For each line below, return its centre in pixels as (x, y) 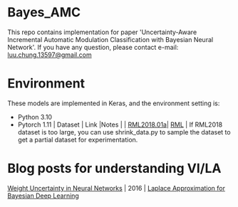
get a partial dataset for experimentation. (78, 139)
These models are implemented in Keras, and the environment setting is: (114, 103)
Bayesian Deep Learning (43, 196)
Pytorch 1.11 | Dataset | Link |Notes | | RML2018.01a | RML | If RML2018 (120, 124)
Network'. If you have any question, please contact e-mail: (93, 47)
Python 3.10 (35, 117)
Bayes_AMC (44, 12)
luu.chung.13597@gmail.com (50, 55)
